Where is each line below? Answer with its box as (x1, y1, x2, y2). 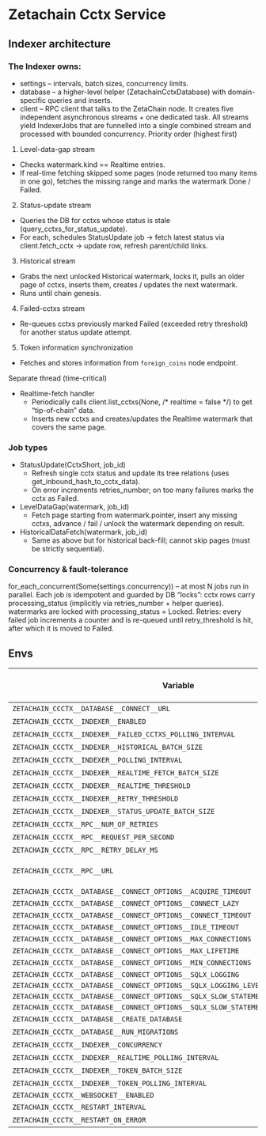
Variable (161, 680, 195, 691)
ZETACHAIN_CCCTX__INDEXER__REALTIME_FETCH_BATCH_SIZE (12, 769, 219, 778)
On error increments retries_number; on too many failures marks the (31, 485, 254, 495)
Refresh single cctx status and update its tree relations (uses (31, 468, 230, 478)
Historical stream (19, 256, 76, 266)
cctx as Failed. (31, 494, 79, 503)
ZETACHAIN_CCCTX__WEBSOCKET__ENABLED (12, 1091, 154, 1100)
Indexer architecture (8, 37, 112, 51)
